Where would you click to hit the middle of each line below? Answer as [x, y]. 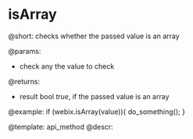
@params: [25, 51]
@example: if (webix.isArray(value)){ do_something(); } [97, 112]
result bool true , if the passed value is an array [94, 96]
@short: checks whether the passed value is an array [94, 36]
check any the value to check [67, 66]
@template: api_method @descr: [61, 127]
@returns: [24, 81]
